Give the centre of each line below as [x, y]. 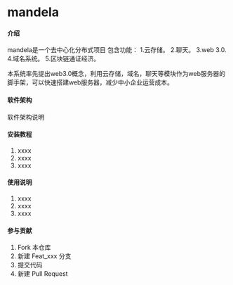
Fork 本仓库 [34, 248]
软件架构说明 [26, 117]
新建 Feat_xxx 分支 [44, 256]
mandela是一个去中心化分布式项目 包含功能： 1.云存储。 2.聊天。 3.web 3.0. [117, 50]
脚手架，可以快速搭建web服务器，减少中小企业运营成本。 [90, 82]
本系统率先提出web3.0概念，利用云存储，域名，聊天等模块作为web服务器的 [116, 74]
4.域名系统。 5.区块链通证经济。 [54, 59]
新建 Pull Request [42, 274]
